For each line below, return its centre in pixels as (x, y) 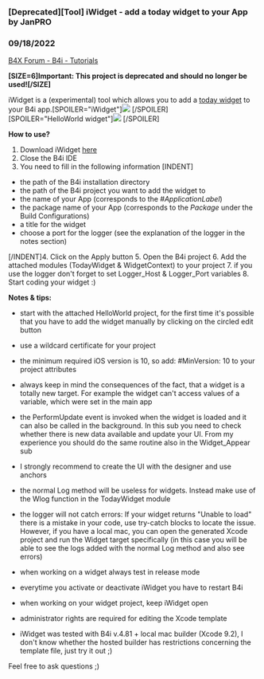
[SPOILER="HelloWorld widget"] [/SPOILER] (84, 119)
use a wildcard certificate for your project (88, 346)
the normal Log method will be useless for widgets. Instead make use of (138, 491)
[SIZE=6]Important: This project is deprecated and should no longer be (128, 76)
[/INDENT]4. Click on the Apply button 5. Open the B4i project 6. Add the (128, 257)
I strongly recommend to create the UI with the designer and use (126, 467)
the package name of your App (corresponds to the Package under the (136, 208)
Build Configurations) (54, 216)
